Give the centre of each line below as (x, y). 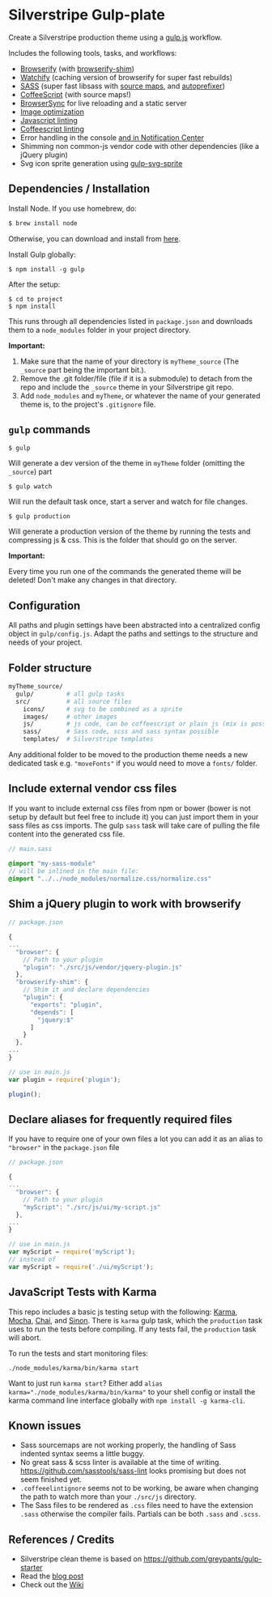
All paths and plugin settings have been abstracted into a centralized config (134, 625)
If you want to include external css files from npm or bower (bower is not (130, 808)
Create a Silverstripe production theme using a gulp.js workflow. (115, 37)
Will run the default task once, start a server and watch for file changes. (128, 502)
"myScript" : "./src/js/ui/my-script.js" (92, 1207)
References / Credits (62, 1539)
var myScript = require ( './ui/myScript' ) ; (81, 1267)
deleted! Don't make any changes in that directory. (93, 580)
